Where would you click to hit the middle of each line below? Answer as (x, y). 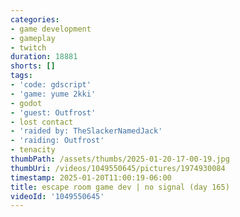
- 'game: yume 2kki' (53, 94)
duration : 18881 (44, 57)
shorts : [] (33, 66)
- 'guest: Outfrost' (53, 112)
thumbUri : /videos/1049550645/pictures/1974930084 (118, 168)
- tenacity (33, 150)
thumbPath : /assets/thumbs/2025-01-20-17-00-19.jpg (120, 159)
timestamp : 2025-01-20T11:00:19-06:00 (91, 177)
